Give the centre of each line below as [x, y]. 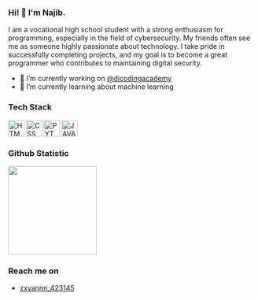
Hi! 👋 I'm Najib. [37, 13]
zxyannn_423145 [47, 288]
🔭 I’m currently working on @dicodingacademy [96, 79]
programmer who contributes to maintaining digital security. [105, 63]
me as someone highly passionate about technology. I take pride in [117, 46]
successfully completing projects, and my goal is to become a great [118, 55]
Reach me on [33, 271]
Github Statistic [39, 153]
